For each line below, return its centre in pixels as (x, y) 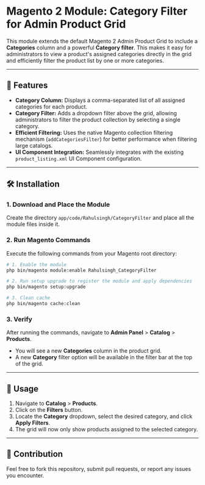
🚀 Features (27, 86)
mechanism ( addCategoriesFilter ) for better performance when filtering (106, 139)
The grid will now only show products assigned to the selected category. (106, 429)
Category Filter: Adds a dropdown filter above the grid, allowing (96, 113)
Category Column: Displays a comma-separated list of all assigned (100, 100)
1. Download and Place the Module (58, 204)
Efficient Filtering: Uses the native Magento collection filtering (94, 132)
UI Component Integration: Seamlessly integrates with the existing (99, 152)
